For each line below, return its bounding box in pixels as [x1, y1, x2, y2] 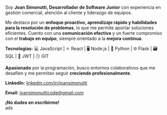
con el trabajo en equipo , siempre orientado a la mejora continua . [5, 35, 143, 41]
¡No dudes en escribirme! [5, 99, 59, 105]
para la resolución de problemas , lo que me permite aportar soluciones [5, 25, 154, 31]
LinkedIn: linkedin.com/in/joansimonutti [5, 80, 88, 86]
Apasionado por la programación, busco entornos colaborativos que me [5, 65, 155, 71]
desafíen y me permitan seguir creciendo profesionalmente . [5, 70, 132, 76]
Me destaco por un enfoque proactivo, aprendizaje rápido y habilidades [5, 20, 157, 25]
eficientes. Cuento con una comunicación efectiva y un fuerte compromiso [5, 30, 162, 36]
